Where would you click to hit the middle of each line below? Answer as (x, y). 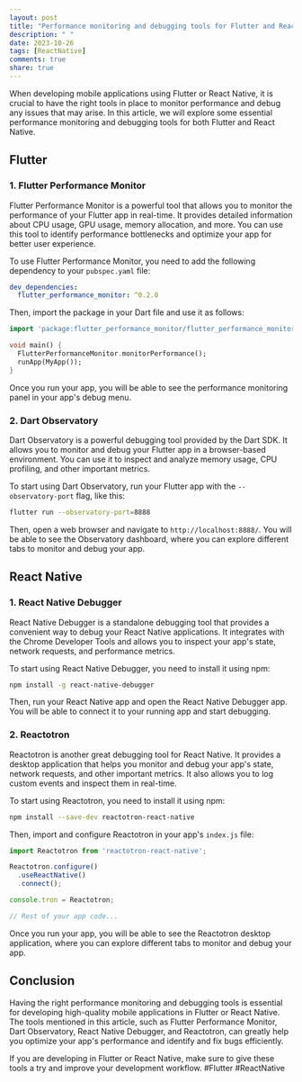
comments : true (38, 59)
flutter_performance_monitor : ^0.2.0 (88, 295)
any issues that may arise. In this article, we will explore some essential (141, 113)
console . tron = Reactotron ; (62, 900)
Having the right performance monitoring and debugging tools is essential (146, 1002)
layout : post (34, 18)
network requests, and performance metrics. (92, 651)
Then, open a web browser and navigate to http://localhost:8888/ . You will (151, 529)
